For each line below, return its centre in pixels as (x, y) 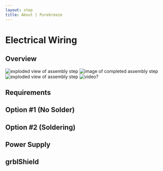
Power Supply (28, 145)
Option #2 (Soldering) (40, 127)
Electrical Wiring (41, 40)
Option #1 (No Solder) (40, 110)
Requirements (28, 92)
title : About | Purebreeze (34, 15)
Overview (21, 59)
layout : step (19, 10)
